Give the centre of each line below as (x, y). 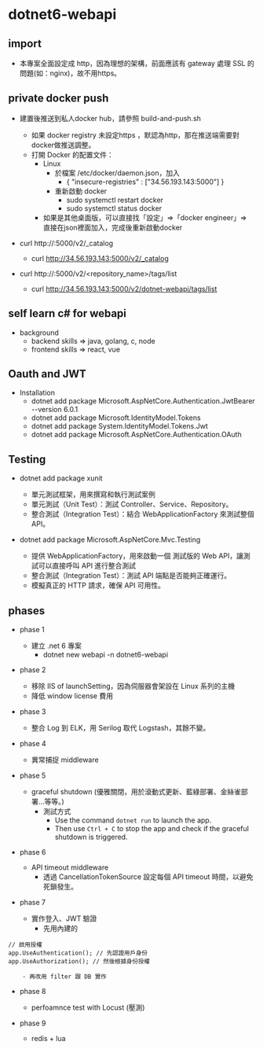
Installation (37, 393)
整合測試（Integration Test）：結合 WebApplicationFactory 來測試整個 (143, 514)
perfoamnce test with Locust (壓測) (88, 1007)
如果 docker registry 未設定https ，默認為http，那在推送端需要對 (135, 134)
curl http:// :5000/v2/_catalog (66, 243)
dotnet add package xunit (61, 478)
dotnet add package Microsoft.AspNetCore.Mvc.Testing (110, 539)
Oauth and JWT (47, 374)
